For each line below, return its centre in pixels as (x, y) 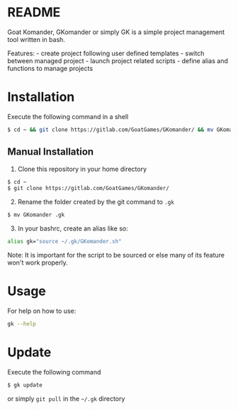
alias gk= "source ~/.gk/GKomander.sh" (64, 242)
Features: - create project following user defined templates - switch (106, 53)
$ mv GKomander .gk (36, 215)
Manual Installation (51, 152)
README (34, 12)
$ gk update (25, 385)
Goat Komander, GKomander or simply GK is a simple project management (116, 32)
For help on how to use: (42, 311)
